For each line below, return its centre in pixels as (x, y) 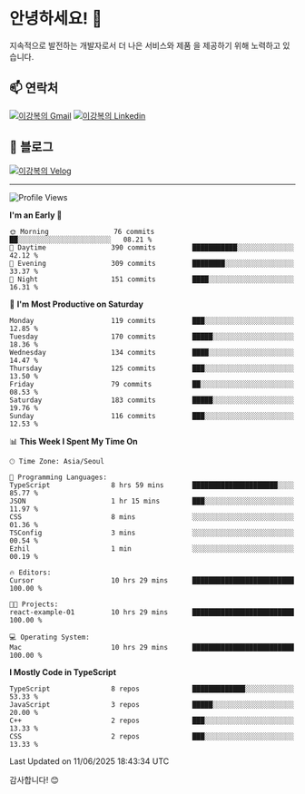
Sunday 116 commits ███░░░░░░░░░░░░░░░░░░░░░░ (152, 416)
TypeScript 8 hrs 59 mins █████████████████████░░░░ (152, 485)
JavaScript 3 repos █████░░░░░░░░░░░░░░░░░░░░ (152, 704)
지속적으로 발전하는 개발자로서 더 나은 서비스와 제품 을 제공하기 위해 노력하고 (145, 45)
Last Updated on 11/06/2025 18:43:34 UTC (89, 761)
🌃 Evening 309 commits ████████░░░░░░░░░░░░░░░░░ (152, 263)
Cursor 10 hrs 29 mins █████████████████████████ (152, 580)
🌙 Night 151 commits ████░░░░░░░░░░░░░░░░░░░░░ (152, 279)
